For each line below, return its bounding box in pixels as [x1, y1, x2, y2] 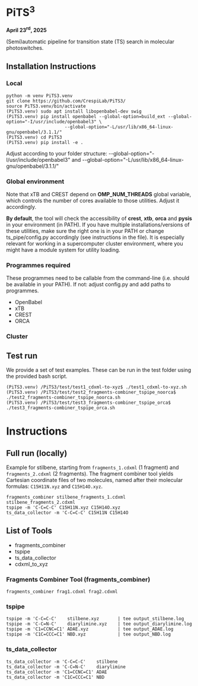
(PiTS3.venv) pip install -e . [6, 139, 84, 145]
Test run [6, 350, 38, 360]
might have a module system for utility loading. [6, 246, 120, 253]
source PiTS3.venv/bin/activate [6, 103, 86, 109]
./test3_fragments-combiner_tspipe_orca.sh [6, 404, 116, 411]
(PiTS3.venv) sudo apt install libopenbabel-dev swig [6, 108, 142, 114]
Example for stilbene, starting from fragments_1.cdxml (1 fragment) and [6, 464, 179, 471]
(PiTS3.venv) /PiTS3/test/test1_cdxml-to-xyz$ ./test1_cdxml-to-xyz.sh [6, 384, 187, 390]
